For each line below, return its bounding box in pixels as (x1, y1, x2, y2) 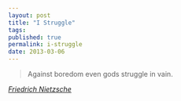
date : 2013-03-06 (8, 48, 65, 56)
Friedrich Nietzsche (8, 85, 72, 94)
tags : (8, 26, 26, 34)
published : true (8, 33, 61, 41)
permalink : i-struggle (8, 41, 83, 49)
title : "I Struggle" (8, 19, 76, 27)
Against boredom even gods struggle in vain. (27, 70, 173, 78)
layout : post (8, 11, 51, 20)
